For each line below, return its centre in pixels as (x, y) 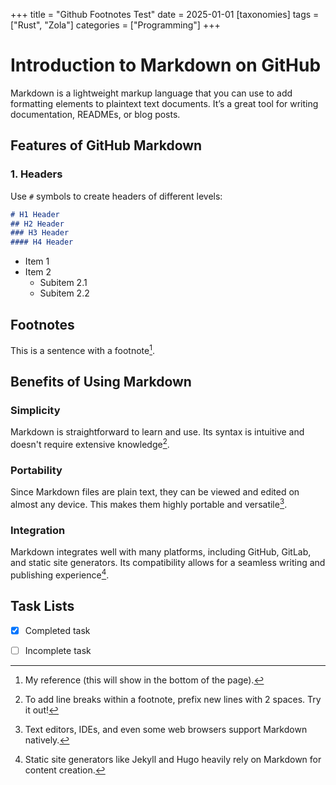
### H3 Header (40, 233)
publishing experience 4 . (60, 574)
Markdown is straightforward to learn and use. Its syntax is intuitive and (157, 432)
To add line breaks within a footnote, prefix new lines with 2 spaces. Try (173, 699)
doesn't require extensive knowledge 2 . (90, 443)
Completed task (57, 630)
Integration (38, 530)
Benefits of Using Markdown (101, 381)
